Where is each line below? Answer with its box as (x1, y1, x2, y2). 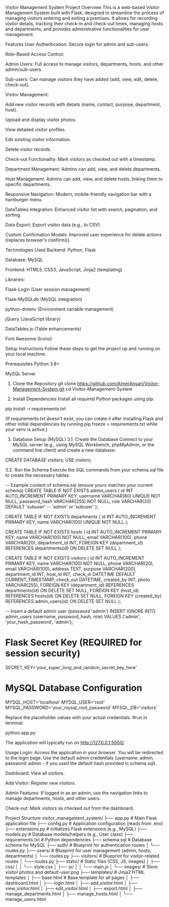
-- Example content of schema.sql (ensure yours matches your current (5, 482, 153, 488)
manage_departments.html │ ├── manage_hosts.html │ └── (5, 891, 133, 897)
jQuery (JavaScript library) (5, 316, 61, 322)
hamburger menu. (5, 197, 43, 203)
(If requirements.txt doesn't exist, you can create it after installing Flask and (5, 416, 163, 422)
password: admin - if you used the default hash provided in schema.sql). (5, 760, 157, 766)
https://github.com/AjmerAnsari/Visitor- (77, 380, 160, 387)
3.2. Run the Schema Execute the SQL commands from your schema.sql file (5, 467, 164, 473)
